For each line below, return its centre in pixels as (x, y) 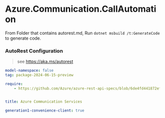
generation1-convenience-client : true (45, 110)
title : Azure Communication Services (44, 101)
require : (14, 84)
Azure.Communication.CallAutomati (81, 9)
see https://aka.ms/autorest (45, 62)
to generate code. (23, 38)
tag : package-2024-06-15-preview (39, 75)
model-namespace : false (29, 71)
